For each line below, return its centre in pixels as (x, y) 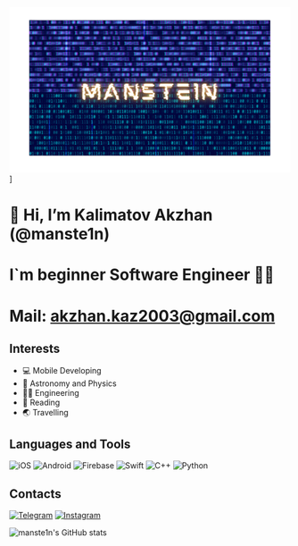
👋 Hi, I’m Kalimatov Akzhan (111, 215)
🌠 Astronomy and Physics (70, 383)
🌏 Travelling (45, 413)
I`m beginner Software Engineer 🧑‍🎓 (142, 275)
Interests (35, 349)
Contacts (36, 494)
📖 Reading (41, 403)
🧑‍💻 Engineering (51, 393)
